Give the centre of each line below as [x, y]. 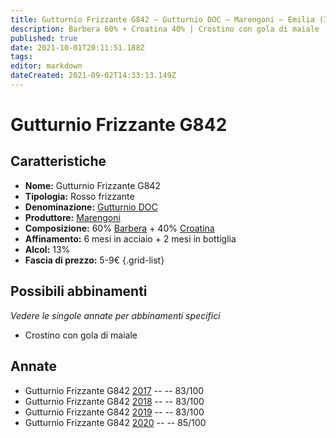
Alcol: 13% [47, 249]
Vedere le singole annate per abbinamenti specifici [115, 315]
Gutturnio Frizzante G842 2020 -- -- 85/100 [115, 422]
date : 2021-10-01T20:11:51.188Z [77, 47]
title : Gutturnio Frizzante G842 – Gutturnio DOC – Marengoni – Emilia [162, 19]
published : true [44, 38]
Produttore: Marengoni [72, 217]
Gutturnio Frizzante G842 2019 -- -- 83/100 [114, 412]
